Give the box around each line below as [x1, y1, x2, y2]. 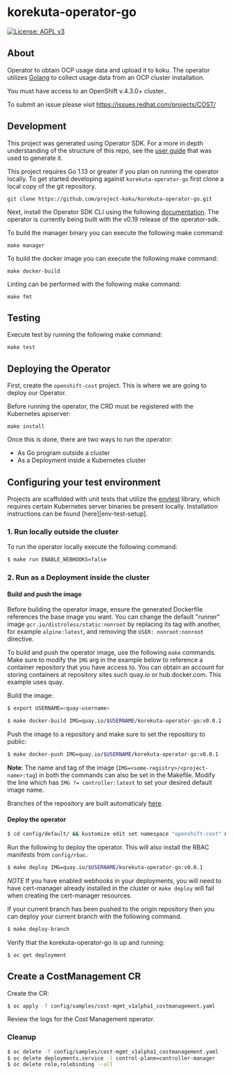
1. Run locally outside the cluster [7, 527, 119, 536]
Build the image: [7, 692, 53, 700]
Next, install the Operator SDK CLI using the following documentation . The [7, 207, 220, 216]
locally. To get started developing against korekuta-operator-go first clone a [7, 175, 224, 183]
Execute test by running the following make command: [7, 331, 163, 339]
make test [7, 344, 36, 351]
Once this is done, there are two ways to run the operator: [7, 436, 173, 444]
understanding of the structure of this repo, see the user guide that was [7, 146, 212, 154]
